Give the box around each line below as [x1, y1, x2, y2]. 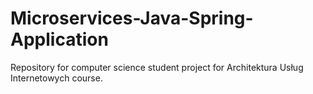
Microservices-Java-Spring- [10, 7, 254, 30]
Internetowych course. [10, 72, 103, 84]
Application [10, 28, 109, 51]
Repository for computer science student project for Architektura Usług [10, 61, 304, 73]
